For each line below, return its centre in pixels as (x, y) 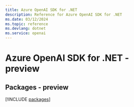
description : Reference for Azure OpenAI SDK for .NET (64, 15)
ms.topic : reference (27, 24)
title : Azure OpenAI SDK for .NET (41, 10)
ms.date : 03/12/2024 (27, 19)
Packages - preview (37, 87)
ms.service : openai (26, 33)
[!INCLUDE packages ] (28, 99)
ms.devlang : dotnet (26, 29)
